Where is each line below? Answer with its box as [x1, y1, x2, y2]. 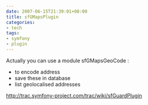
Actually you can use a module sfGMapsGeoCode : [6, 57, 129, 64]
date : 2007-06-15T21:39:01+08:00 [6, 8, 88, 15]
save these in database [14, 74, 71, 82]
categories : [6, 19, 35, 25]
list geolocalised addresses [14, 80, 81, 87]
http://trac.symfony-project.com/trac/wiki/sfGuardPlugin [6, 92, 142, 99]
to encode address [14, 68, 60, 75]
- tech [6, 24, 22, 31]
